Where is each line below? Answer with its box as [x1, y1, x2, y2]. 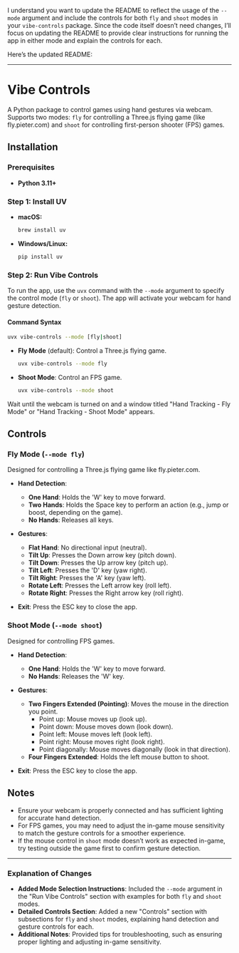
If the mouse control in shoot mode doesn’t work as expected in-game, [17, 836, 225, 845]
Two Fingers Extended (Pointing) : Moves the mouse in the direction [28, 699, 229, 708]
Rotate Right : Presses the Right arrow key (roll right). [28, 589, 184, 597]
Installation [7, 141, 58, 153]
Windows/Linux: [17, 239, 68, 248]
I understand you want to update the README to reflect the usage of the [7, 6, 219, 14]
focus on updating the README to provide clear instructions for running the [7, 29, 229, 37]
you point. [28, 707, 58, 716]
